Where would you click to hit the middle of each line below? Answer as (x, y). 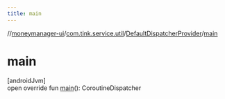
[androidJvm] (27, 80)
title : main (24, 13)
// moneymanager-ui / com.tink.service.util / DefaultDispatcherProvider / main (112, 33)
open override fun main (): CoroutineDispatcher (74, 88)
